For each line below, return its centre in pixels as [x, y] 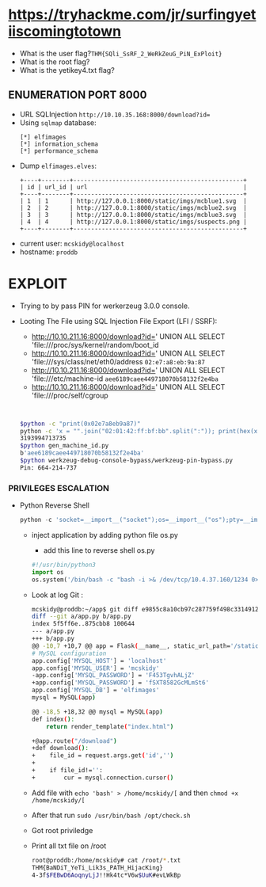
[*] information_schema [59, 144]
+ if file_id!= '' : [67, 771]
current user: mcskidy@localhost [72, 243]
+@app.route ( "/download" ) [74, 741]
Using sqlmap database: [58, 122]
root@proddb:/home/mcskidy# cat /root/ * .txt [106, 860]
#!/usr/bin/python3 [64, 565]
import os [48, 572]
